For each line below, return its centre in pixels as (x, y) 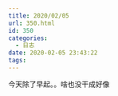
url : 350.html (32, 23)
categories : (28, 38)
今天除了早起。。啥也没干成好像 (59, 84)
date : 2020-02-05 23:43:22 (53, 53)
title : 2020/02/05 (39, 16)
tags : (17, 61)
